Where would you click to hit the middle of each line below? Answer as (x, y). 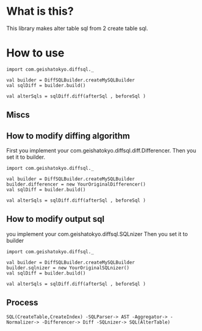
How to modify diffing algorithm (68, 136)
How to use (35, 53)
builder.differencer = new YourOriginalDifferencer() (76, 185)
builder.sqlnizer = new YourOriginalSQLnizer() (68, 268)
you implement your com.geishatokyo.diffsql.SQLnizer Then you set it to (97, 234)
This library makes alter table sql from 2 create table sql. (77, 28)
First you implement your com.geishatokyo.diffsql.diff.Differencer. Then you (101, 151)
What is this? (40, 11)
